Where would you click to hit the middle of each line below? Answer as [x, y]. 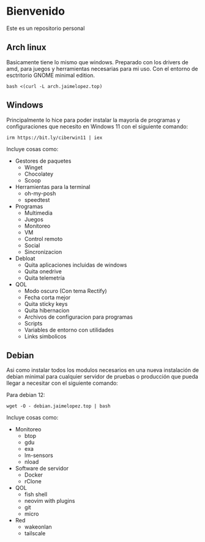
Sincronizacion [43, 251]
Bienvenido [36, 11]
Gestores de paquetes [43, 161]
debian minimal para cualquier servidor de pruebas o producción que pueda [102, 377]
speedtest [37, 199]
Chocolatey [39, 174]
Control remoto [43, 239]
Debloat [25, 258]
